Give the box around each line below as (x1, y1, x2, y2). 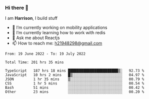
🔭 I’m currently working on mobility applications (12, 25, 108, 30)
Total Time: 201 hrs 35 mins (5, 60, 64, 65)
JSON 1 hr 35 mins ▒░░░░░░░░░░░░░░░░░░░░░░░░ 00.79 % (5, 77, 145, 82)
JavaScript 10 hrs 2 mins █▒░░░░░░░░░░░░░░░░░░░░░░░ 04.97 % (5, 72, 145, 78)
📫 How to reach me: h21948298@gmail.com (12, 41, 102, 46)
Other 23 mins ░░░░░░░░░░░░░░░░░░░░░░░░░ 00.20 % (5, 89, 145, 95)
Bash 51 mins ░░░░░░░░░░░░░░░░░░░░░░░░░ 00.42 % (5, 85, 145, 90)
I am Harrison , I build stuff (5, 15, 58, 21)
